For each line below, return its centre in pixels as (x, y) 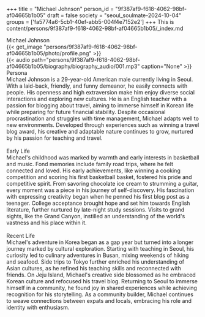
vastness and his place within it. (47, 223)
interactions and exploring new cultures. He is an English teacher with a (97, 99)
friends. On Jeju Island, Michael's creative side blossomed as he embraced (101, 275)
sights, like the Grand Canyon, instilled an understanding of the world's (96, 216)
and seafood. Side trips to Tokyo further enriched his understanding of (95, 262)
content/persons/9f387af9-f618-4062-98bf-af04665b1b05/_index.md (95, 28)
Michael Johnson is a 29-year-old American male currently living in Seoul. (100, 79)
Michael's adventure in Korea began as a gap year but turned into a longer (100, 242)
